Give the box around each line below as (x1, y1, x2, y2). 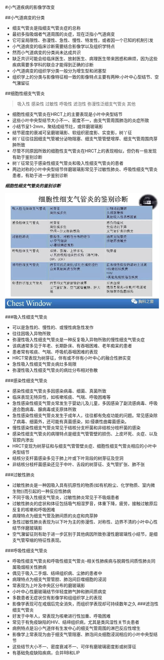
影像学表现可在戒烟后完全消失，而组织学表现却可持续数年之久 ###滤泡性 (12, 601, 159, 607)
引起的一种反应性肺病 (28, 488, 72, 494)
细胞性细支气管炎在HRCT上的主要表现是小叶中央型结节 (12, 112, 123, 117)
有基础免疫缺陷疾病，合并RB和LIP (12, 650, 80, 656)
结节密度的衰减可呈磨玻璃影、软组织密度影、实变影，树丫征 (12, 130, 132, 136)
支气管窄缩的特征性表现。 (12, 537, 64, 543)
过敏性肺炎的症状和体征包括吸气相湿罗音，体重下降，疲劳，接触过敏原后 (12, 501, 158, 506)
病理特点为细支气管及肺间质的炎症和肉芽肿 (12, 513, 98, 519)
